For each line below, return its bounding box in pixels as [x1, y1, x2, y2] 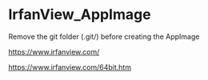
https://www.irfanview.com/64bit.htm [8, 62, 132, 72]
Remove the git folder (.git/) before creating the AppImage [8, 32, 200, 41]
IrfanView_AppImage [8, 6, 151, 24]
